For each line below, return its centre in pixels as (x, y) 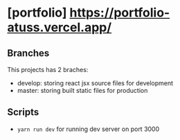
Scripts (23, 112)
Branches (28, 53)
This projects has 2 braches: (48, 70)
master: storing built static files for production (82, 90)
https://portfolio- (120, 13)
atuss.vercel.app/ (60, 27)
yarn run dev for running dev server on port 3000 (88, 129)
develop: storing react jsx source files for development (95, 83)
